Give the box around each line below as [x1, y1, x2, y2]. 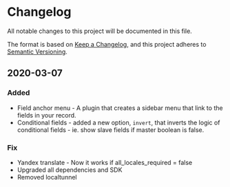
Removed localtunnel [17, 173, 77, 181]
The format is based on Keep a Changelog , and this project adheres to [7, 40, 207, 48]
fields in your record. [17, 111, 77, 119]
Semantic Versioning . [7, 47, 67, 56]
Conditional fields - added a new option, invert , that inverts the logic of [17, 118, 220, 126]
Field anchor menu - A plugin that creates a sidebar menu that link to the [17, 104, 223, 112]
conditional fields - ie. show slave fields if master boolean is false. [17, 125, 205, 134]
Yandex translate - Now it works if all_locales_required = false [17, 158, 193, 166]
